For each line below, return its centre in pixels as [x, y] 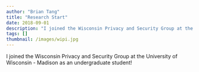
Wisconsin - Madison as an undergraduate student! [69, 62]
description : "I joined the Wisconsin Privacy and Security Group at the [100, 28]
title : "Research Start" [37, 17]
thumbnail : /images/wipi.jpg [42, 39]
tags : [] [17, 34]
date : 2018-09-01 [28, 23]
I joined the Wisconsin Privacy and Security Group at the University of [92, 56]
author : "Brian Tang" [33, 12]
